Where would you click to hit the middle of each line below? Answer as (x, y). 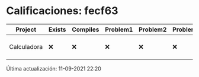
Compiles (86, 29)
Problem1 (119, 29)
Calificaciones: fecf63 (62, 11)
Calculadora (26, 46)
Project (26, 29)
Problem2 (153, 29)
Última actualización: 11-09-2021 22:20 (54, 68)
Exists (57, 29)
